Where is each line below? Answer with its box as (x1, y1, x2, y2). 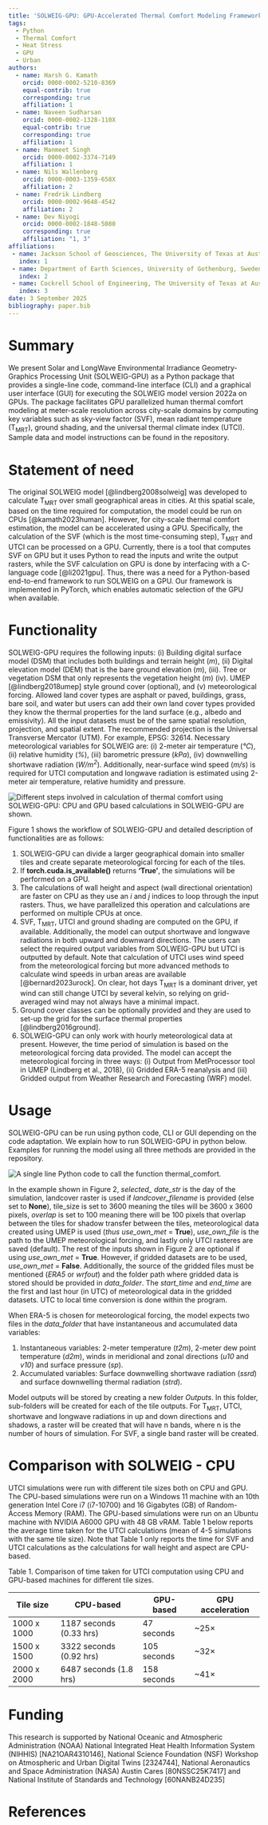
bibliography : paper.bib (8, 302, 91, 310)
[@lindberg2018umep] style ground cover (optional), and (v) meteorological (8, 681, 257, 691)
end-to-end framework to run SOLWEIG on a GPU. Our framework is (8, 576, 233, 586)
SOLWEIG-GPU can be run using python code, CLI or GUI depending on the (8, 1128, 257, 1137)
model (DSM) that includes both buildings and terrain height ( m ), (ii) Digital (8, 656, 254, 665)
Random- (207, 1500, 238, 1510)
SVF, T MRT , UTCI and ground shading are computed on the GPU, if (19, 917, 238, 929)
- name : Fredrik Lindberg (15, 190, 102, 199)
